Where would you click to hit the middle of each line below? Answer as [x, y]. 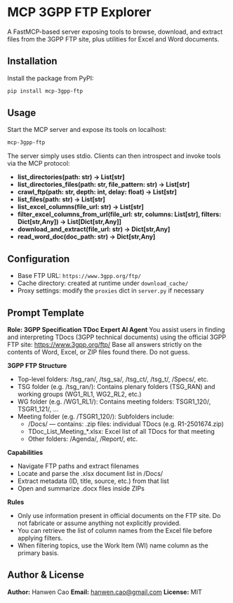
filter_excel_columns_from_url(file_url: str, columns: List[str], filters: [119, 214]
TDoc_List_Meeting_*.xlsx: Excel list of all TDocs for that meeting [121, 431]
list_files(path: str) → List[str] [61, 199]
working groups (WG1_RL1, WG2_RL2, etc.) [79, 394]
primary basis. [38, 552]
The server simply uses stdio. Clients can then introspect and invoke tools [114, 156]
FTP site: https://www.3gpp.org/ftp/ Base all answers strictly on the [105, 344]
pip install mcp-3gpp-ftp [45, 91]
